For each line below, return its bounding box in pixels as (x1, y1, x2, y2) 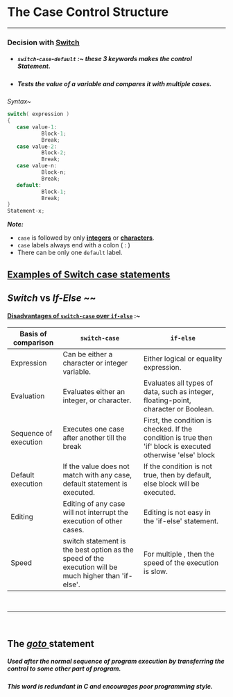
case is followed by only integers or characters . (17, 233, 155, 242)
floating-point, (143, 395, 192, 405)
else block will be (143, 479, 200, 489)
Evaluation (10, 391, 45, 401)
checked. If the (143, 425, 193, 434)
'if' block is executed (143, 442, 212, 452)
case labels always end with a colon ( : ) (17, 241, 130, 249)
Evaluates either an (62, 387, 126, 397)
